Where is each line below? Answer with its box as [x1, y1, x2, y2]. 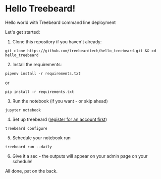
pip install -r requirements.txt [5, 89, 74, 94]
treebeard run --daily [5, 144, 52, 149]
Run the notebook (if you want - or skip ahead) [12, 98, 108, 104]
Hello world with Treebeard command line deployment [5, 19, 116, 25]
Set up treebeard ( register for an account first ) [12, 116, 107, 122]
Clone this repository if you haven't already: [12, 38, 102, 45]
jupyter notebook [5, 107, 41, 112]
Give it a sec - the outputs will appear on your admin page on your [12, 153, 148, 159]
